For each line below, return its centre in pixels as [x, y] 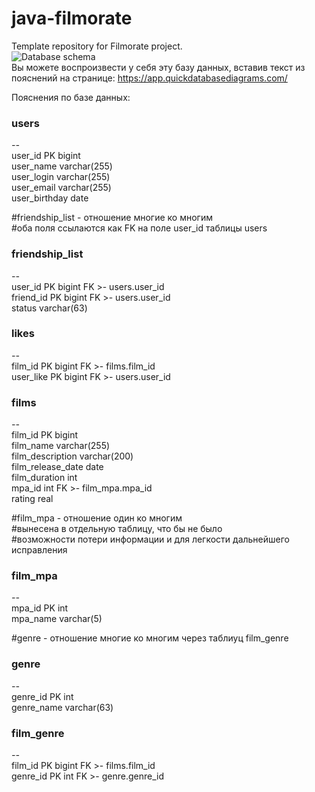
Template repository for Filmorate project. [97, 46]
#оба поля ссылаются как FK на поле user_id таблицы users [139, 228]
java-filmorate [72, 18]
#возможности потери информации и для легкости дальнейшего [150, 539]
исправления [39, 550]
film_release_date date [57, 467]
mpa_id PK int [40, 608]
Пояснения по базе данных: [71, 97]
